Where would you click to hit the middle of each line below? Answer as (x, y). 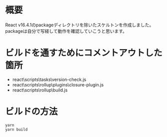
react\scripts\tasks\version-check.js (49, 79)
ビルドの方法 (32, 112)
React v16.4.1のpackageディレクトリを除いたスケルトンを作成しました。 (80, 25)
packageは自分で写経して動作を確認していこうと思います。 (66, 31)
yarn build (16, 130)
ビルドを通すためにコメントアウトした (84, 53)
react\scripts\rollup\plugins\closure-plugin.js (58, 84)
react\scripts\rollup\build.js (40, 90)
